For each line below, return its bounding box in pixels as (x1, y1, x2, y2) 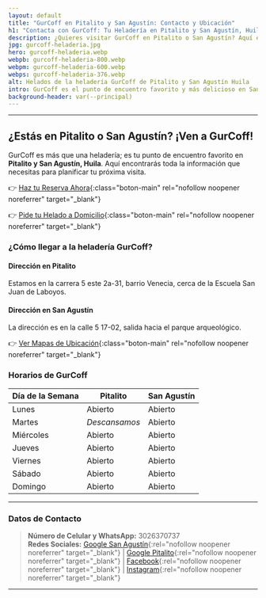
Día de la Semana (12, 390, 79, 401)
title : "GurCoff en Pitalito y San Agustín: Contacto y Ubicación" (8, 19, 236, 27)
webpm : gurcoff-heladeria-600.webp (8, 63, 126, 71)
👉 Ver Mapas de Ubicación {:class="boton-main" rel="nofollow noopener (8, 338, 249, 349)
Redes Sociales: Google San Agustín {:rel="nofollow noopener (27, 539, 231, 549)
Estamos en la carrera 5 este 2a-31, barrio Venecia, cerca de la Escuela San (8, 279, 256, 288)
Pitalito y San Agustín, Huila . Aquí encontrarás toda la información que (8, 159, 241, 169)
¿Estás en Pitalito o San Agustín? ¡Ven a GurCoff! (8, 129, 254, 143)
